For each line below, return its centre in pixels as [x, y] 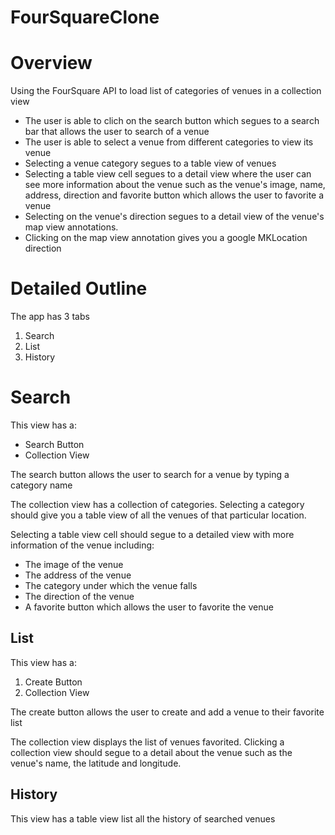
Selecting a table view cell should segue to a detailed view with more [152, 534]
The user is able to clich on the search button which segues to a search [172, 121]
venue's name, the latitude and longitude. [96, 763]
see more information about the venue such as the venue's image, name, [175, 185]
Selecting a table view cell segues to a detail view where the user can [168, 174]
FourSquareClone [85, 17]
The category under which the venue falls [111, 585]
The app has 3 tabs [50, 317]
